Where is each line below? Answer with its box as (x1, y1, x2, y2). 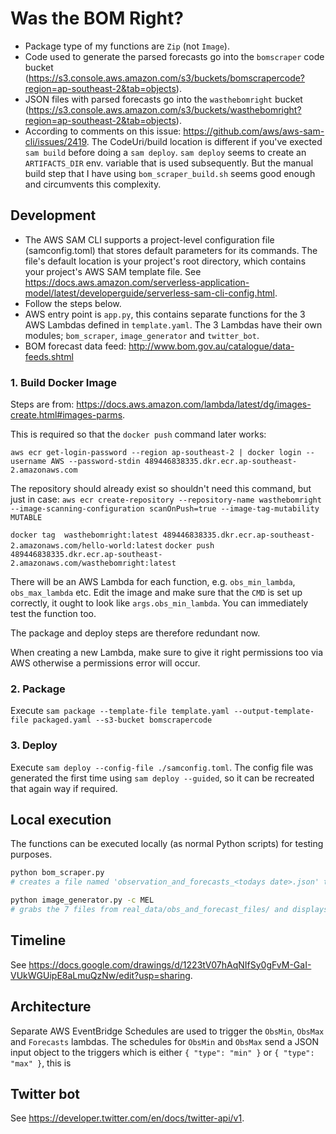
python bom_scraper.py (10, 868, 105, 878)
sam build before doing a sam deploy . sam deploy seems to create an (24, 146, 307, 158)
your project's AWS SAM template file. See (24, 265, 202, 277)
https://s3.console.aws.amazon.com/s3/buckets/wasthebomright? (28, 103, 302, 116)
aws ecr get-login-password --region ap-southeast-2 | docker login (10, 448, 302, 458)
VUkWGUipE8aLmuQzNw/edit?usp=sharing (10, 969, 191, 981)
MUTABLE (10, 513, 43, 523)
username (10, 457, 47, 467)
